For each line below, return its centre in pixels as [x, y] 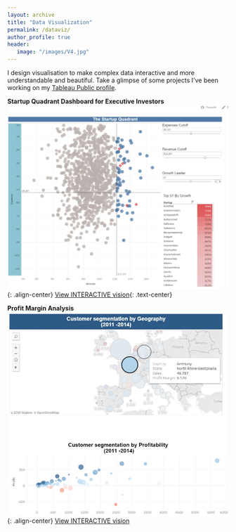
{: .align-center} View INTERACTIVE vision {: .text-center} [90, 294]
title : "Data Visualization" [50, 22]
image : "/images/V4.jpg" [53, 52]
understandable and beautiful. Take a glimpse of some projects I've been [113, 80]
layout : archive [31, 15]
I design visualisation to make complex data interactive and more [101, 73]
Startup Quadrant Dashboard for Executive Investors [86, 101]
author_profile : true [39, 37]
